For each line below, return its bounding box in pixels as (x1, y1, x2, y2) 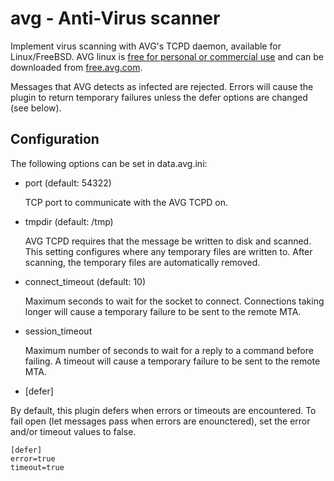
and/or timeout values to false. (10, 425, 137, 437)
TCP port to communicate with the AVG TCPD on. (24, 196, 229, 208)
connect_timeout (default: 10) (24, 275, 147, 287)
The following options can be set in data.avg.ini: (10, 157, 208, 169)
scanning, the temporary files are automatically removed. (24, 256, 261, 268)
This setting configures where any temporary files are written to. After (24, 245, 313, 257)
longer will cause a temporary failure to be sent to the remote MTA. (24, 305, 302, 317)
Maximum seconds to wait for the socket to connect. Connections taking (24, 295, 325, 307)
